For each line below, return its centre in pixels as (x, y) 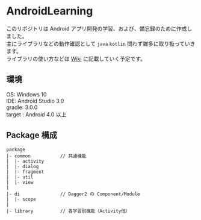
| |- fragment (25, 172)
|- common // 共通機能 (46, 156)
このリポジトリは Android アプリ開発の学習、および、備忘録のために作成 (97, 28)
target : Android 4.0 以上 (36, 114)
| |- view (20, 182)
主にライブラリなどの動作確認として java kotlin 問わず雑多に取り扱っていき (101, 43)
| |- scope (21, 199)
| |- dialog (23, 166)
